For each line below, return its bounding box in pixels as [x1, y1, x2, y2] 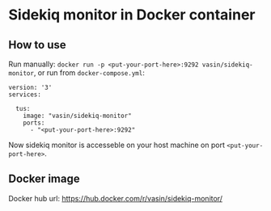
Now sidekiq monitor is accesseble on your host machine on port [8, 140, 225, 150]
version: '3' [8, 83, 53, 91]
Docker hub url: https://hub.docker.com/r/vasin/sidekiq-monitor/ [8, 193, 222, 203]
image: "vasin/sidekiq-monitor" [23, 112, 132, 120]
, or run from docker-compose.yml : [33, 68, 146, 78]
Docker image [8, 172, 80, 186]
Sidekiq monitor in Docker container [8, 6, 256, 24]
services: [8, 91, 42, 99]
